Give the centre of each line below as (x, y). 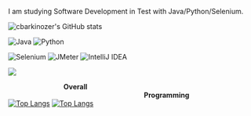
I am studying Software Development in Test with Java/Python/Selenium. (126, 11)
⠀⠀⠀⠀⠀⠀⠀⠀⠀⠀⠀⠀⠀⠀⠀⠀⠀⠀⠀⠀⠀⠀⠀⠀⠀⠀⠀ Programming (99, 95)
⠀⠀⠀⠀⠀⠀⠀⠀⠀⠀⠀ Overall (48, 87)
